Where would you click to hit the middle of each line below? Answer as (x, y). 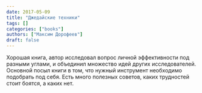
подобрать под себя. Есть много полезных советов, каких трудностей (98, 77)
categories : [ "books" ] (35, 29)
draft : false (23, 40)
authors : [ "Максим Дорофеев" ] (45, 35)
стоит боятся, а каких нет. (40, 83)
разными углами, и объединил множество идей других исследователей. (101, 64)
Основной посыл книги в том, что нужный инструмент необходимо (94, 70)
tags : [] (17, 23)
